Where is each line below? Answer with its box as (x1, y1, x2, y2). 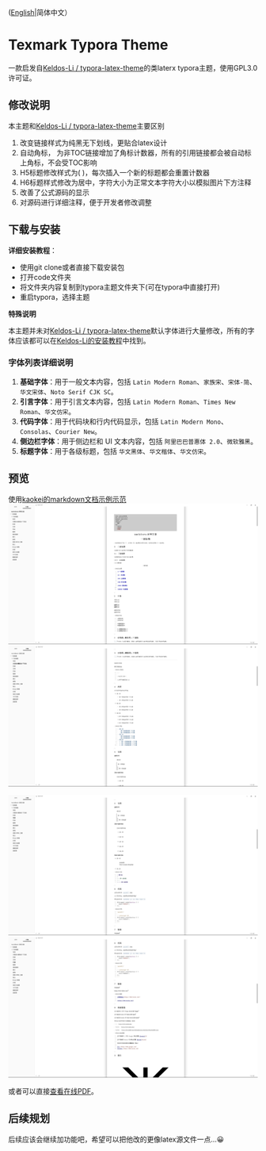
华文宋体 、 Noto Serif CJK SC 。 (19, 386, 119, 396)
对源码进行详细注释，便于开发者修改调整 (19, 198, 152, 207)
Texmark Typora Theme (8, 36, 169, 54)
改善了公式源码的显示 (19, 187, 89, 197)
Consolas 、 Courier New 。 (19, 426, 101, 435)
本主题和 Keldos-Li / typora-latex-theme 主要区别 (8, 121, 165, 130)
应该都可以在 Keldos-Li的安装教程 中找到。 (14, 336, 150, 345)
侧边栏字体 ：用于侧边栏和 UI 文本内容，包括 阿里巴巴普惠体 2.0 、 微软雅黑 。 (19, 436, 258, 446)
